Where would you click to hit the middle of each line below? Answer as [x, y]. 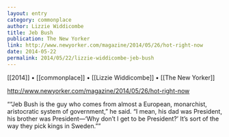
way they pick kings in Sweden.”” [54, 126]
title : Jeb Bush [30, 33]
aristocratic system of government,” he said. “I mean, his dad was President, [114, 111]
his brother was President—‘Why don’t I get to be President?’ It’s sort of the [113, 119]
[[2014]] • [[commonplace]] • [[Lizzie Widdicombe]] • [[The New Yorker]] [111, 77]
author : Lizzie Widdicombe [45, 26]
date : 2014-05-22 [32, 52]
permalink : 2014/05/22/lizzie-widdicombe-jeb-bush [81, 58]
